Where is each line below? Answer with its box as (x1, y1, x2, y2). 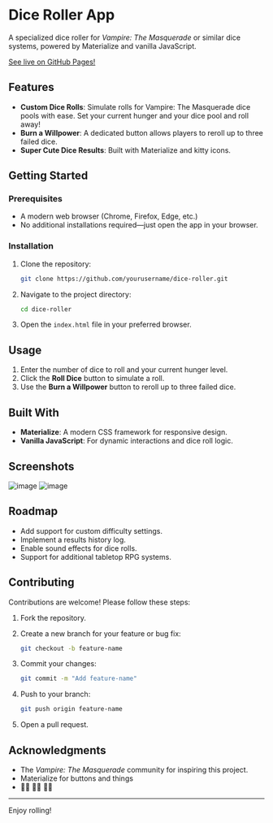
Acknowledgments (8, 743, 107, 757)
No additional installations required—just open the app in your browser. (19, 220, 258, 230)
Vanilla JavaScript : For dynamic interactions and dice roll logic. (19, 436, 233, 446)
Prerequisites (8, 193, 63, 205)
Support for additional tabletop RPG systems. (19, 552, 172, 561)
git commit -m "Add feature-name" (19, 674, 137, 683)
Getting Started (8, 169, 89, 183)
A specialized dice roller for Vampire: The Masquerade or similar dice (8, 32, 241, 42)
